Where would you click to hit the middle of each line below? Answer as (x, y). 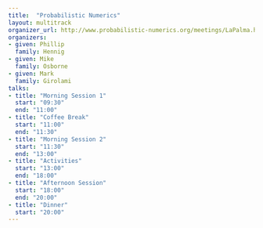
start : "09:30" (40, 103)
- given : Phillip (36, 45)
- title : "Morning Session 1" (58, 96)
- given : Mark (31, 74)
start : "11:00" (40, 125)
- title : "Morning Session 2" (58, 139)
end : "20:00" (36, 197)
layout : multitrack (40, 23)
